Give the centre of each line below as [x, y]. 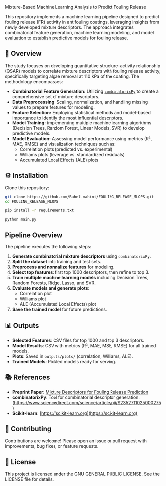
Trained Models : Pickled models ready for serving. [64, 361]
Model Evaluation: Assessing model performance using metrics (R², [82, 138]
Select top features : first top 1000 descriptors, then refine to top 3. [81, 272]
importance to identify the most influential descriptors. [68, 118]
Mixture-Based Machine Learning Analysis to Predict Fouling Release [76, 7]
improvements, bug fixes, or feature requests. [52, 446]
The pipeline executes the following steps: [48, 246]
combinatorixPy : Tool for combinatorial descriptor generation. [76, 397]
